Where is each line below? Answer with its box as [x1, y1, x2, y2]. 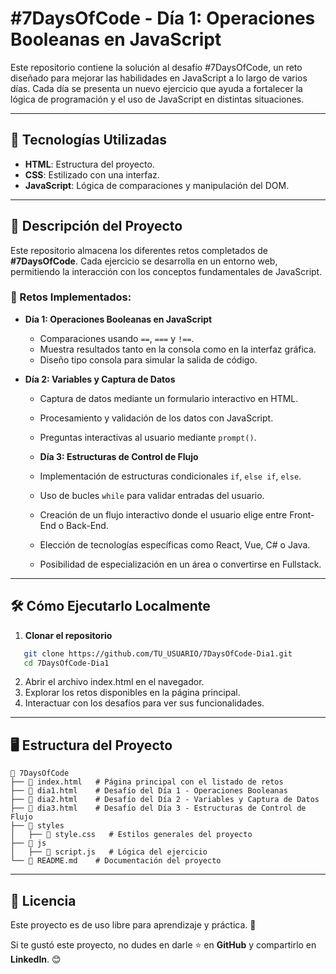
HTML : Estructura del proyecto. [24, 158, 155, 170]
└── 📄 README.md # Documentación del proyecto [10, 856, 222, 866]
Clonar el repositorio [24, 629, 113, 641]
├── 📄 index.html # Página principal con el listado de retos [10, 777, 284, 787]
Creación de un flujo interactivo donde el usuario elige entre [39, 508, 288, 521]
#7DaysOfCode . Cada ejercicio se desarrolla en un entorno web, [10, 255, 278, 267]
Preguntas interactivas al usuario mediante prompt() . [39, 431, 257, 443]
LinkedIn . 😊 [10, 953, 62, 966]
